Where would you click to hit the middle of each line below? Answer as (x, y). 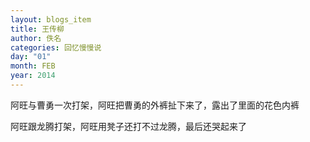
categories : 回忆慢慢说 (56, 47)
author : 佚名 (36, 38)
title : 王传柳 (37, 29)
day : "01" (31, 57)
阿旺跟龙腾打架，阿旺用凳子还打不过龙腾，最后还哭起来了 (128, 126)
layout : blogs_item (51, 19)
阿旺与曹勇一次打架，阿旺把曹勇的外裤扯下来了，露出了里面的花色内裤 (155, 105)
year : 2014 (33, 76)
